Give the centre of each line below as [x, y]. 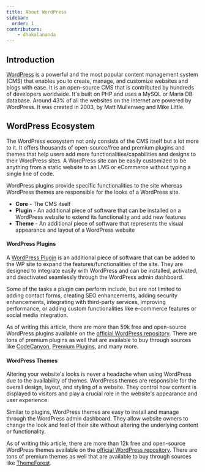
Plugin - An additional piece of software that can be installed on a [98, 210]
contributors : [24, 29]
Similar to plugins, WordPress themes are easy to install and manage [93, 412]
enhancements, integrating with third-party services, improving [86, 302]
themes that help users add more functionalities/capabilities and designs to [101, 154]
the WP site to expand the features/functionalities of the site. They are [95, 264]
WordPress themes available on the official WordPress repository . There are [102, 450]
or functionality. [26, 432]
